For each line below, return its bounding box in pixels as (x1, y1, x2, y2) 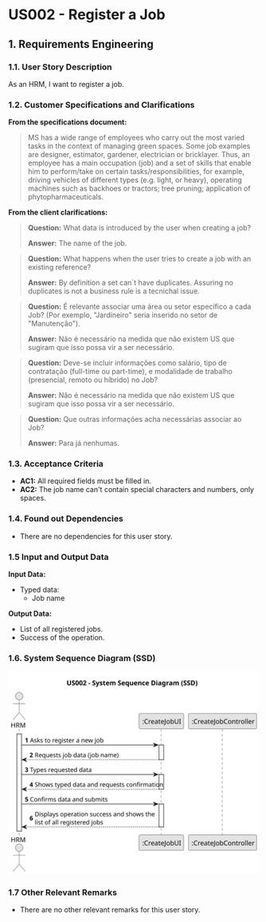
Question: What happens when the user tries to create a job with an (27, 254, 252, 264)
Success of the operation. (19, 632, 105, 643)
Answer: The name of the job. (27, 238, 127, 248)
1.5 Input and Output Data (8, 551, 109, 562)
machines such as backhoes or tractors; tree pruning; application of (27, 183, 251, 193)
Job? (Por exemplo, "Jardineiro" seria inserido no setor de (27, 310, 217, 320)
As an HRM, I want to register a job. (8, 79, 125, 89)
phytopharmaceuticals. (27, 192, 104, 202)
